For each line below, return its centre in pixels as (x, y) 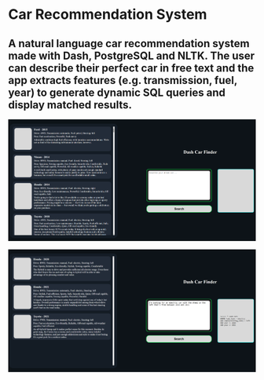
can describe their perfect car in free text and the (131, 68)
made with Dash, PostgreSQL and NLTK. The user (132, 55)
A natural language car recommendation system (129, 44)
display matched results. (70, 105)
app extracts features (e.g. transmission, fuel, (123, 80)
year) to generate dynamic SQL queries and (117, 92)
